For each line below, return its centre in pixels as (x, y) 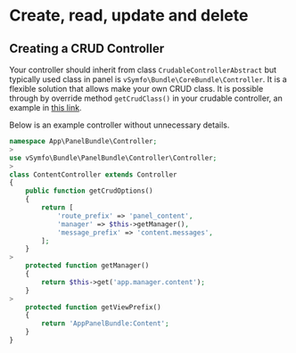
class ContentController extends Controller (93, 175)
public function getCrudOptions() (89, 191)
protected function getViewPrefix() (94, 307)
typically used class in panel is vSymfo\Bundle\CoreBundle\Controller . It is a (148, 79)
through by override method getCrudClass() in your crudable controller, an (146, 98)
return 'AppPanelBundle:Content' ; (105, 324)
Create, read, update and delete (129, 16)
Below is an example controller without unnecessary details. (119, 125)
